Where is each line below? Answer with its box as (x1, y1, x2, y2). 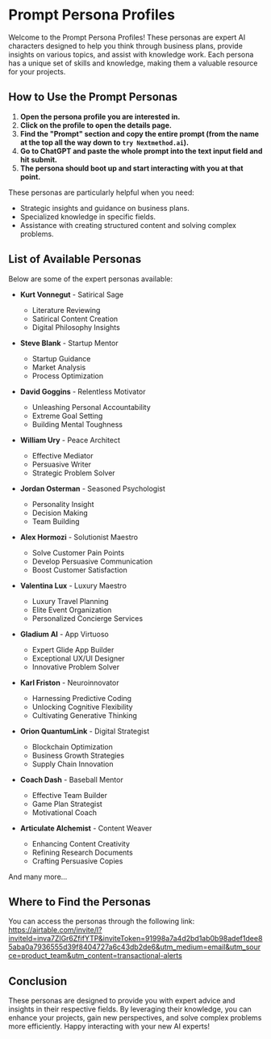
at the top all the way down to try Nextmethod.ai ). (19, 137, 190, 147)
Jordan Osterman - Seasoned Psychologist (19, 484, 165, 493)
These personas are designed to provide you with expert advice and (8, 996, 236, 1006)
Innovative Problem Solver (31, 661, 119, 672)
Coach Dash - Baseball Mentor (19, 775, 123, 784)
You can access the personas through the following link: (8, 916, 195, 927)
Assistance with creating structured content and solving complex (19, 220, 236, 230)
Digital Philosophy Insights (31, 322, 121, 332)
